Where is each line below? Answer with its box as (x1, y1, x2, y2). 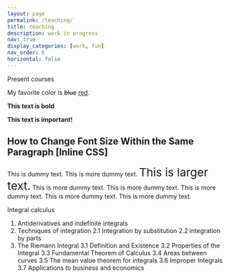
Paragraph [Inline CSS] (7, 146, 108, 158)
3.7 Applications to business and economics (17, 263, 144, 272)
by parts (17, 234, 42, 242)
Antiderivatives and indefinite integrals (17, 219, 128, 227)
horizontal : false (7, 56, 61, 63)
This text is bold (7, 102, 54, 110)
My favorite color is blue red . (7, 88, 90, 96)
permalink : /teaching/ (7, 17, 73, 24)
